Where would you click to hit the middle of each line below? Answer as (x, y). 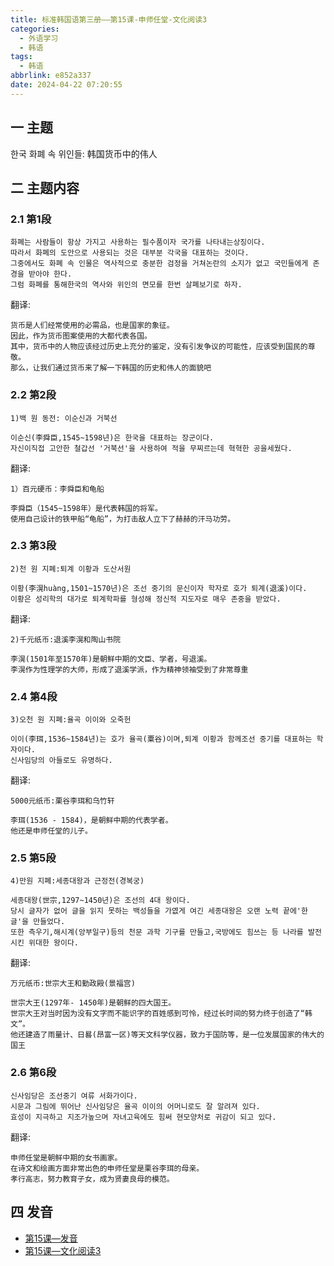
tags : (21, 57)
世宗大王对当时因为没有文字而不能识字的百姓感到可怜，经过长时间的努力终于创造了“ (157, 1014)
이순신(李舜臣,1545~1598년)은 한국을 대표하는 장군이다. (112, 437)
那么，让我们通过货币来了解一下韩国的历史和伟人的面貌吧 (111, 368)
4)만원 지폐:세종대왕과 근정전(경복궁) (77, 881)
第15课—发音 (51, 1238)
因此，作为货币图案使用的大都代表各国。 (81, 336)
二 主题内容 (45, 187)
